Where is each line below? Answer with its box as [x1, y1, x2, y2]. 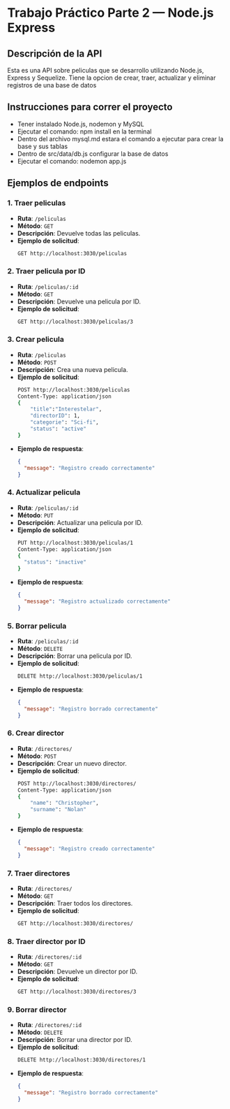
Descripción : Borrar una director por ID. [17, 1036, 132, 1044]
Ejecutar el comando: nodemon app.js [17, 157, 127, 165]
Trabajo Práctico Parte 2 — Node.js [7, 5, 214, 21]
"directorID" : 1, [30, 413, 80, 420]
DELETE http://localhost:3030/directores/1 [17, 1057, 146, 1064]
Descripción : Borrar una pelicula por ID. [17, 652, 132, 660]
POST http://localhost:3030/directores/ [17, 780, 137, 787]
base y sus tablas [17, 142, 68, 150]
